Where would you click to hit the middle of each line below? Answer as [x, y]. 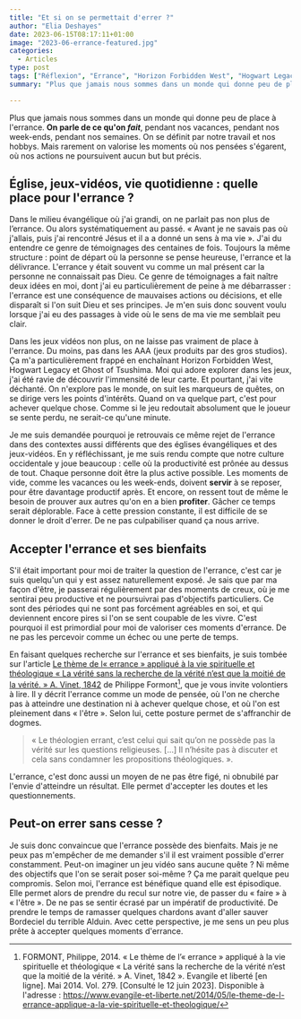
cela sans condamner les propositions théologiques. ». [132, 759]
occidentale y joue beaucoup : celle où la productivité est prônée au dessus [149, 463]
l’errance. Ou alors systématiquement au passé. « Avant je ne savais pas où [149, 229]
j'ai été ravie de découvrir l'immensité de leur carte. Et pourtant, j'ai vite [141, 380]
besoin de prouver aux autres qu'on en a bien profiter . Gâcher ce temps [142, 502]
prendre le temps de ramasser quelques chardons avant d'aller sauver [139, 911]
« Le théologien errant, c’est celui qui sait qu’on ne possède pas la [153, 739]
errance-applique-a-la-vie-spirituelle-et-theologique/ [121, 1004]
